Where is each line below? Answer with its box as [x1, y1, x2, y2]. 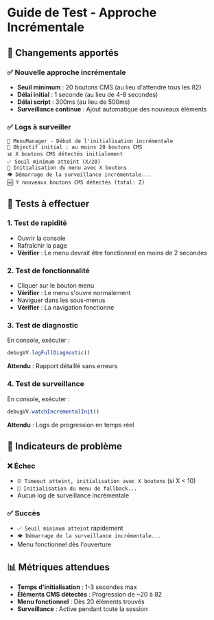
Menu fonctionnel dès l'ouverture [16, 540, 112, 548]
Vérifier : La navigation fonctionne [16, 303, 115, 312]
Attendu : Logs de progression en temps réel [7, 420, 134, 429]
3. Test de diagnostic [7, 321, 79, 330]
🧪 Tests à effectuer [7, 197, 90, 209]
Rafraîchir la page [16, 241, 67, 249]
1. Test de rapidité [7, 218, 67, 228]
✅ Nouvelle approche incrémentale [7, 67, 126, 77]
